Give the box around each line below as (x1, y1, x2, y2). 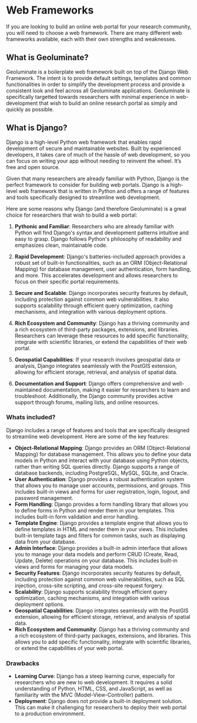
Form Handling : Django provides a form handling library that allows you (14, 500, 189, 508)
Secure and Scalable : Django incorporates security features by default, (14, 289, 188, 296)
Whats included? (6, 413, 56, 422)
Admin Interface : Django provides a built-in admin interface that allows (14, 544, 188, 551)
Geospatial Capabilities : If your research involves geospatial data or (14, 356, 181, 363)
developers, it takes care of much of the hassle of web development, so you (6, 151, 191, 158)
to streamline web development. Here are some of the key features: (6, 433, 169, 440)
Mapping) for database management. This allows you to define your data (14, 450, 192, 457)
